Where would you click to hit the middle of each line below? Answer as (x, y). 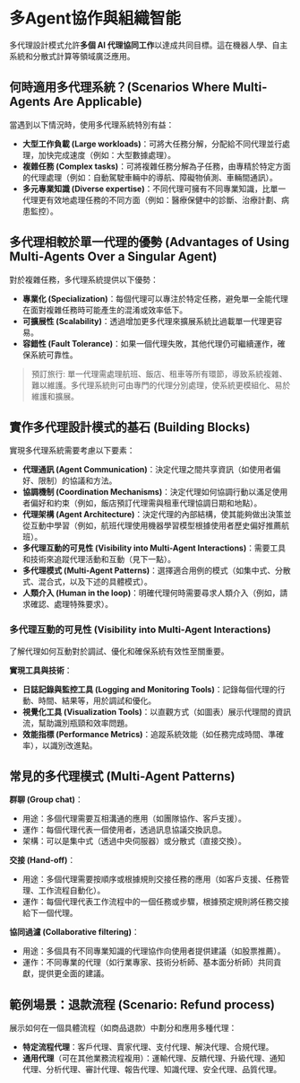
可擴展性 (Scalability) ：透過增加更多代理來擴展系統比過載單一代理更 (148, 321)
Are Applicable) (98, 102)
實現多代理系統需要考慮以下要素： (72, 451)
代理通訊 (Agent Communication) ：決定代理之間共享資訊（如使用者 (147, 470)
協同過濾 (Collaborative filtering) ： (75, 932)
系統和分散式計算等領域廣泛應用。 (72, 56)
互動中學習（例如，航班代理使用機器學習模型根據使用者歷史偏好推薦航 (159, 525)
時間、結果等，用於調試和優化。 (97, 700)
